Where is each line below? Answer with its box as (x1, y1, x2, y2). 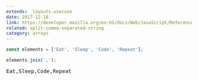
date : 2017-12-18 (6, 14, 49, 20)
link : (6, 19, 19, 25)
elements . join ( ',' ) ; (6, 57, 57, 63)
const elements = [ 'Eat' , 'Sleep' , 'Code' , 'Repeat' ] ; (6, 46, 144, 53)
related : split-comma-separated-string (6, 25, 104, 31)
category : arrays (6, 31, 49, 36)
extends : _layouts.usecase (6, 8, 72, 15)
